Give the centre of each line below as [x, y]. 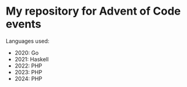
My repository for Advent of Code [93, 11]
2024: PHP [28, 78]
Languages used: [28, 41]
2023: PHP [28, 72]
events [24, 24]
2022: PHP [28, 66]
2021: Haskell [32, 59]
